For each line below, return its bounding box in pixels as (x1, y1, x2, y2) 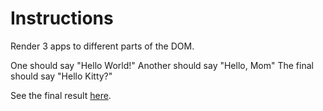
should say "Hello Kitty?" (10, 70, 113, 82)
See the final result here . (10, 89, 112, 101)
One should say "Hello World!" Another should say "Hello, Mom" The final (10, 59, 314, 71)
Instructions (10, 7, 114, 30)
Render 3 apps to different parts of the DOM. (10, 40, 195, 52)
